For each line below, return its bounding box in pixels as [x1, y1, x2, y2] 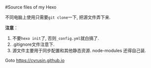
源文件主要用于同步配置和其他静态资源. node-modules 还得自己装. [12, 48, 147, 53]
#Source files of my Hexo [5, 4, 57, 10]
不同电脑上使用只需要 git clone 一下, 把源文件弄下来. [5, 14, 111, 20]
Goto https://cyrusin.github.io [5, 58, 65, 63]
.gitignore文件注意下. [12, 41, 55, 47]
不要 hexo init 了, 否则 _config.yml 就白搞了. [12, 35, 99, 41]
